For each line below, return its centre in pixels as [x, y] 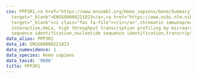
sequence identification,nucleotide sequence [68, 33]
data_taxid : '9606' [30, 60]
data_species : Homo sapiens [40, 55]
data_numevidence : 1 [31, 50]
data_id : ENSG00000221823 [38, 45]
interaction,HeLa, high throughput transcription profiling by [90, 28]
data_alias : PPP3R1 [30, 39]
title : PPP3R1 [23, 66]
